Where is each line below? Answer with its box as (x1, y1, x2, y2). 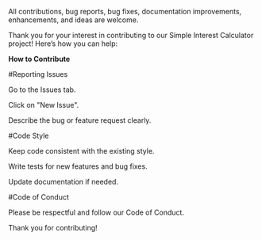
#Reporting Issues (8, 70, 68, 78)
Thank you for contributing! (8, 223, 98, 232)
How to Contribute (8, 55, 71, 63)
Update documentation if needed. (8, 177, 119, 186)
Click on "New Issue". (8, 101, 79, 109)
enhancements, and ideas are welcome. (8, 15, 139, 25)
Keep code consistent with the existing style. (8, 147, 155, 155)
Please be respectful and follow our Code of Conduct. (8, 208, 185, 217)
